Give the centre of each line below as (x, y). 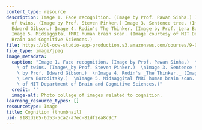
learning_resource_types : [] (43, 101)
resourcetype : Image (32, 106)
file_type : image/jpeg (35, 51)
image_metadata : (26, 56)
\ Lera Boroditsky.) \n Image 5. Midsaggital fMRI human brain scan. (106, 78)
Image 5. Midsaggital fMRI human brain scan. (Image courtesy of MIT (100, 34)
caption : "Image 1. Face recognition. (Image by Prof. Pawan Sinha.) (100, 62)
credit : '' (25, 90)
